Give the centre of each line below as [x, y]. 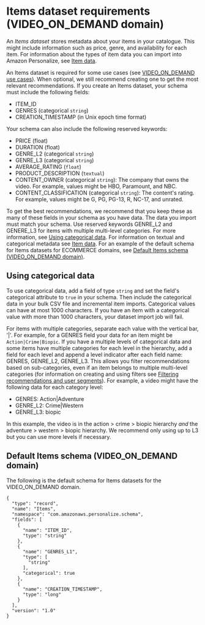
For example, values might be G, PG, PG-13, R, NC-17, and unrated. [99, 199]
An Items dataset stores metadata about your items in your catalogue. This [100, 41]
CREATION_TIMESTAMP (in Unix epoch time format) [81, 117]
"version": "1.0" [34, 610]
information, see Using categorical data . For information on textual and [95, 237]
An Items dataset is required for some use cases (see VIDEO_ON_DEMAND [101, 72]
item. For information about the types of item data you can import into [94, 54]
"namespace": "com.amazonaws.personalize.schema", [78, 514]
